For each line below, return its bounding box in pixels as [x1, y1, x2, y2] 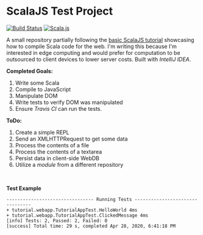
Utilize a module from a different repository [15, 161, 124, 168]
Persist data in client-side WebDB [15, 154, 99, 162]
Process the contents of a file [15, 141, 90, 149]
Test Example [6, 184, 41, 192]
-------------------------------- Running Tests [6, 196, 132, 202]
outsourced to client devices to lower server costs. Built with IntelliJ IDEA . [6, 55, 191, 63]
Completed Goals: [6, 67, 53, 74]
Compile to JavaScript [15, 85, 71, 93]
